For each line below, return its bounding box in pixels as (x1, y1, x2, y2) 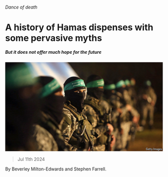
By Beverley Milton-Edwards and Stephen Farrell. (5, 166, 106, 172)
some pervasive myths (5, 32, 102, 44)
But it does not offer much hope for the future (5, 49, 101, 55)
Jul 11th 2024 (17, 156, 45, 162)
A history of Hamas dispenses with (5, 22, 153, 33)
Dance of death (5, 4, 37, 10)
